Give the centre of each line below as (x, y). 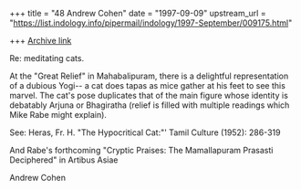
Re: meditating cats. (47, 58)
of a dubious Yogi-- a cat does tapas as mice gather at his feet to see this (147, 85)
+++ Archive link (41, 41)
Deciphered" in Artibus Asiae (64, 160)
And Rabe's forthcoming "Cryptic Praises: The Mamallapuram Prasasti (141, 150)
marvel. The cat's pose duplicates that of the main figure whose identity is (149, 95)
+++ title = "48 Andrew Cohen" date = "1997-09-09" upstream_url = (138, 13)
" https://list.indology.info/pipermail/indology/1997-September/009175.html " (151, 23)
